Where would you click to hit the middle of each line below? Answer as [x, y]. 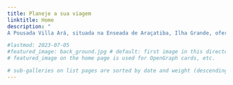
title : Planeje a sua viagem [49, 13]
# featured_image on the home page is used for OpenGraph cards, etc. [111, 58]
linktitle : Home [31, 20]
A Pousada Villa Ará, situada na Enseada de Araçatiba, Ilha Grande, [110, 33]
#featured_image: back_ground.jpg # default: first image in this [105, 52]
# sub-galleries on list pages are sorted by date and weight [99, 70]
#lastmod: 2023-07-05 [38, 46]
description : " [29, 26]
